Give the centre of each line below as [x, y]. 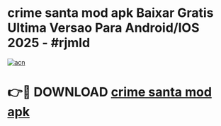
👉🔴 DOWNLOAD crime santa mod [110, 92]
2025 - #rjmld [49, 43]
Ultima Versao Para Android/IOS [103, 28]
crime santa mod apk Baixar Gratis [110, 13]
